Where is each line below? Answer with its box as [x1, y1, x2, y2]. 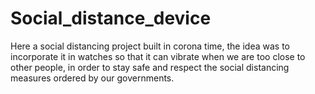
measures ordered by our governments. [10, 72, 175, 84]
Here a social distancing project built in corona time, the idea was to [10, 40, 290, 52]
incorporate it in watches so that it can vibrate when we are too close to [10, 50, 306, 62]
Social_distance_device [10, 7, 212, 30]
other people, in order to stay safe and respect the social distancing [10, 61, 290, 73]
